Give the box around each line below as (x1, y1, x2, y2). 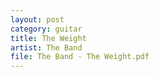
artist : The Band (10, 42, 83, 53)
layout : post (10, 14, 65, 25)
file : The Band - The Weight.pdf (10, 52, 150, 62)
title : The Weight (10, 33, 87, 43)
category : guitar (10, 24, 83, 34)
